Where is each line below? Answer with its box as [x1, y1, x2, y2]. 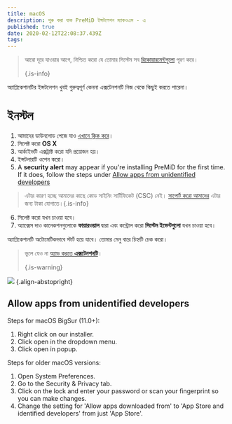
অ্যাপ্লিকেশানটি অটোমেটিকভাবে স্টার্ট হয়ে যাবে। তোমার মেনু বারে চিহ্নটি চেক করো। [7, 235, 168, 243]
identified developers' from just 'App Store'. [17, 409, 144, 417]
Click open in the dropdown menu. [17, 337, 118, 346]
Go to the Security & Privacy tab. [17, 379, 112, 388]
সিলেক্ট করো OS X [17, 139, 57, 148]
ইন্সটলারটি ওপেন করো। [17, 155, 65, 164]
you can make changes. [17, 394, 87, 402]
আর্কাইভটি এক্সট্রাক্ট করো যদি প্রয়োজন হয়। [17, 148, 100, 156]
